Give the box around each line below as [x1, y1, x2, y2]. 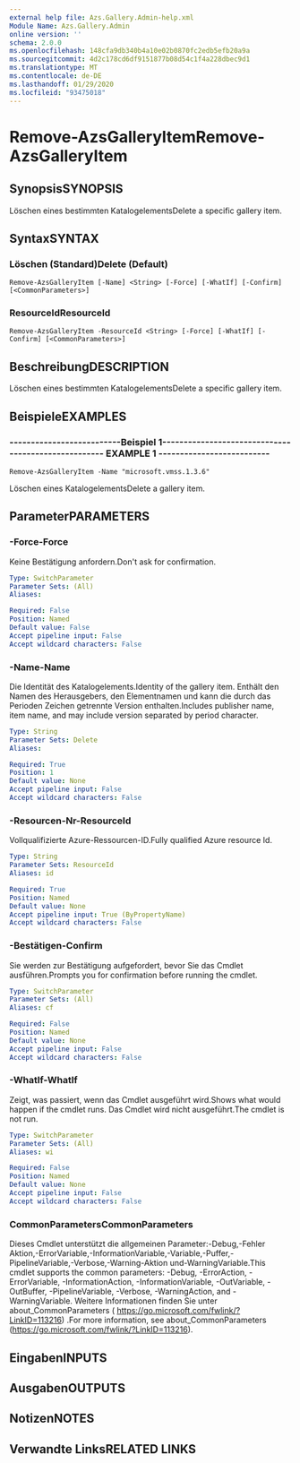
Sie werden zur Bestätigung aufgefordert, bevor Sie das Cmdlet [9, 960, 244, 970]
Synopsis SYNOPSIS [9, 181, 124, 197]
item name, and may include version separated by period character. [9, 710, 259, 720]
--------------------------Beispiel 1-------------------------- [9, 435, 274, 448]
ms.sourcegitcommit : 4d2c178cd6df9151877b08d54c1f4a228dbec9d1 [9, 55, 251, 64]
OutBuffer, [9, 1287, 47, 1297]
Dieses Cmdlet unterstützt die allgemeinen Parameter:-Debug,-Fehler [9, 1238, 266, 1250]
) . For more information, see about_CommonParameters [61, 1314, 267, 1326]
